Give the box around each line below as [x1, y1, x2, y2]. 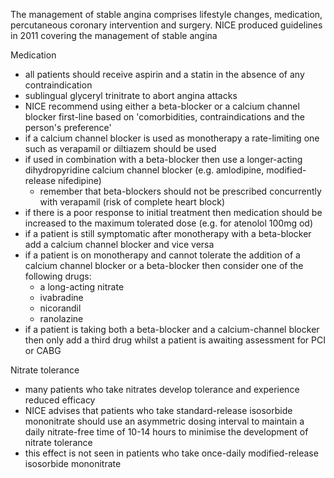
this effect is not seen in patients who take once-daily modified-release [24, 447, 319, 459]
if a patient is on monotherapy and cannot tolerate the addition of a [24, 249, 301, 261]
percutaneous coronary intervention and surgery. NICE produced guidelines [10, 19, 323, 31]
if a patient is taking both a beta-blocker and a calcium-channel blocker [24, 324, 320, 335]
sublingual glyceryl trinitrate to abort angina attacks [24, 90, 238, 101]
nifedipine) [58, 175, 102, 186]
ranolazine [39, 313, 84, 324]
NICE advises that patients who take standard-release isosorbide [24, 405, 293, 416]
